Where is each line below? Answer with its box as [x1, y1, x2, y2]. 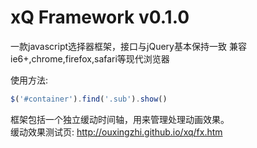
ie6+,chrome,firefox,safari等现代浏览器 [10, 52, 170, 65]
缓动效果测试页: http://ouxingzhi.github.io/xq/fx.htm [10, 126, 223, 138]
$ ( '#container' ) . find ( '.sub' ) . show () [10, 94, 168, 104]
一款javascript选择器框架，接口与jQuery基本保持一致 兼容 [10, 40, 247, 52]
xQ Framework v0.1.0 [10, 6, 190, 29]
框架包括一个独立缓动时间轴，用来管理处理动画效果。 [10, 113, 230, 125]
